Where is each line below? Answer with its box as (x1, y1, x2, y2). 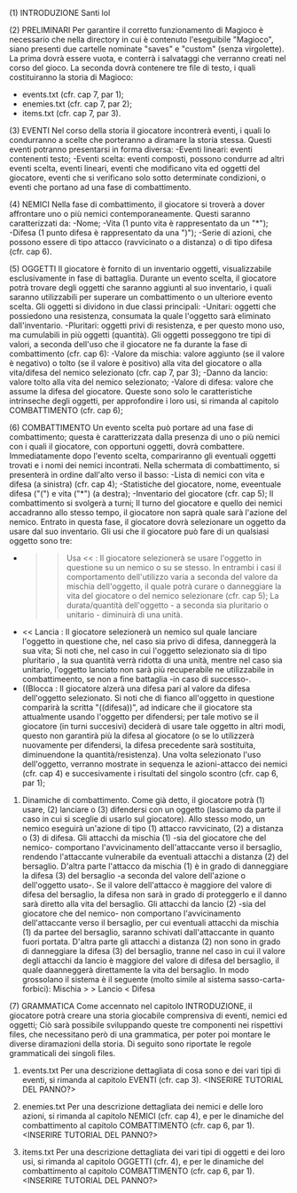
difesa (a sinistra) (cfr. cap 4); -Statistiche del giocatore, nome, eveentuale (9, 479, 282, 489)
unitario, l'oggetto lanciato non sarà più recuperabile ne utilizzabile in (21, 664, 275, 674)
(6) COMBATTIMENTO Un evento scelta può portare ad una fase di (9, 422, 254, 433)
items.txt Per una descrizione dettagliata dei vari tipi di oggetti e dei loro (21, 1147, 285, 1157)
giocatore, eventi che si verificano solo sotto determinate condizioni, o (9, 172, 266, 183)
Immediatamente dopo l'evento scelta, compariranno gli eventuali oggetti (9, 450, 277, 461)
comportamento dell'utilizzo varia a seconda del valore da (66, 572, 278, 582)
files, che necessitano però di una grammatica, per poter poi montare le (9, 1030, 271, 1039)
